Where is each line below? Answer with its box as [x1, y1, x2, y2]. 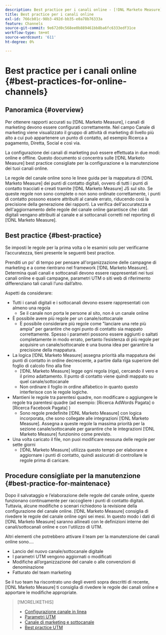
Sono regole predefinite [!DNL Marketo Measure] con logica [19, 410, 142, 416]
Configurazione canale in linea [24, 609, 87, 615]
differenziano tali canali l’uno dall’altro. [5, 280, 83, 286]
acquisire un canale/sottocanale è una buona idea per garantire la [19, 342, 154, 347]
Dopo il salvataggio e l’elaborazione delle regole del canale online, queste [5, 492, 155, 498]
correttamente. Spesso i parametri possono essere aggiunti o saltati [19, 331, 158, 337]
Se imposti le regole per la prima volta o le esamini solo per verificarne [5, 244, 149, 250]
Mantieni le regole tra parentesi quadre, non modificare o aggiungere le [12, 394, 158, 400]
